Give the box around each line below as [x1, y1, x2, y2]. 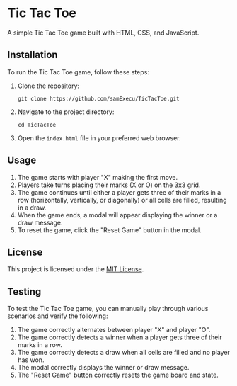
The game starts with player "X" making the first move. [17, 173, 178, 181]
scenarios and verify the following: [7, 312, 108, 320]
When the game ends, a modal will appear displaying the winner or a [17, 210, 218, 219]
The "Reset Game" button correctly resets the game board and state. [17, 370, 219, 380]
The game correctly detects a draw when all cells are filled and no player [17, 348, 230, 357]
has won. [17, 356, 45, 364]
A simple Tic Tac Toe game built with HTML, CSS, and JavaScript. [7, 28, 200, 37]
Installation [7, 49, 58, 61]
